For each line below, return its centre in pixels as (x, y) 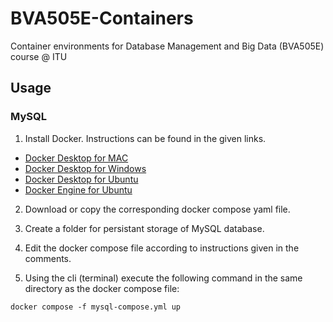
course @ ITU (39, 56)
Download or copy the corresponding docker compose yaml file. (157, 209)
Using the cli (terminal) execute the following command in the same (163, 278)
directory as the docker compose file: (102, 288)
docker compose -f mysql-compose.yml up (96, 307)
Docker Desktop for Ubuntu (81, 179)
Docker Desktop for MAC (76, 158)
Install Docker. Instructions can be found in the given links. (145, 138)
